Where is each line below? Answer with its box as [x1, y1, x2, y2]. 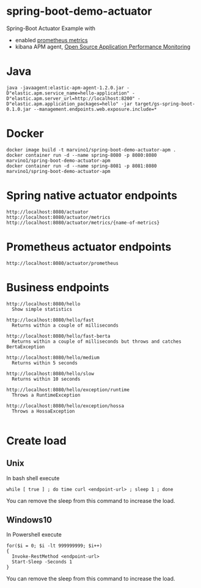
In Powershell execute [6, 531, 62, 538]
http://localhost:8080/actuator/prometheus [6, 260, 119, 266]
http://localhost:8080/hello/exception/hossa [6, 403, 124, 409]
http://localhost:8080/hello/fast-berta [6, 333, 111, 339]
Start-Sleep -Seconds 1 [12, 559, 72, 565]
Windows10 [6, 515, 53, 525]
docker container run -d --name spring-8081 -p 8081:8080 [6, 162, 157, 169]
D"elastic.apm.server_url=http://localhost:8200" [6, 95, 136, 102]
